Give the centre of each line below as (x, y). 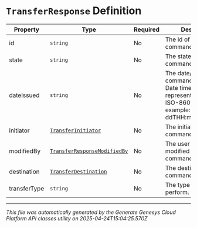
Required (147, 29)
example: (178, 110)
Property (27, 29)
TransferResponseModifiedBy (89, 151)
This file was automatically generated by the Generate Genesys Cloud (91, 212)
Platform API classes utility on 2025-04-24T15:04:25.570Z (77, 218)
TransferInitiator (75, 130)
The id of (178, 39)
